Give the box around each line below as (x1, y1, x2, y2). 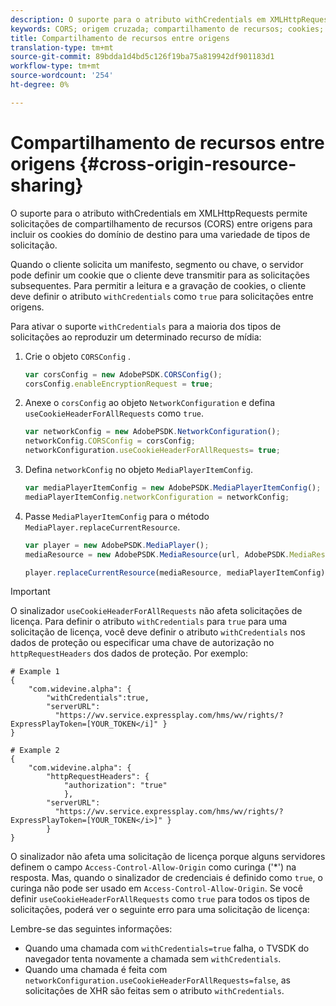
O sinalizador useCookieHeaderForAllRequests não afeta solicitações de (10, 605, 303, 617)
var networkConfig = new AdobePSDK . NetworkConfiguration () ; (24, 427, 281, 437)
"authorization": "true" (63, 781, 168, 791)
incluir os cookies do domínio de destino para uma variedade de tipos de (10, 228, 311, 240)
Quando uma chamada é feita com (24, 964, 168, 976)
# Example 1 (10, 667, 60, 677)
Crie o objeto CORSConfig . (24, 350, 132, 362)
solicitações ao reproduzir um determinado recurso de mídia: (10, 331, 262, 343)
